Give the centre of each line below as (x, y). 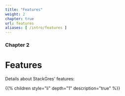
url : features (20, 23)
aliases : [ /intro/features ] (36, 28)
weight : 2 (15, 14)
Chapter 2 (17, 45)
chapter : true (20, 19)
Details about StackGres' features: (40, 78)
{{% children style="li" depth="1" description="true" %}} (63, 88)
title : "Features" (24, 10)
